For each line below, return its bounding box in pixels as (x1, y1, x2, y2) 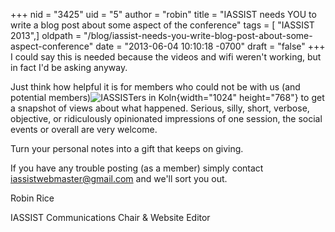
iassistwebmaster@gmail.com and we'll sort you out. (10, 173, 228, 184)
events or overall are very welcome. (10, 124, 158, 135)
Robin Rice (10, 192, 55, 204)
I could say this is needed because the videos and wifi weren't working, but (10, 51, 322, 63)
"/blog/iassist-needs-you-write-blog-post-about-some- (83, 30, 313, 41)
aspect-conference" (10, 40, 94, 52)
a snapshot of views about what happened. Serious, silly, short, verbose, (10, 102, 310, 114)
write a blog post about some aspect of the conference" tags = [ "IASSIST (10, 19, 315, 31)
